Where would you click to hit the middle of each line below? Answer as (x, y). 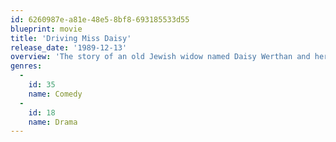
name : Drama (53, 122)
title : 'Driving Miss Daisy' (71, 38)
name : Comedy (55, 94)
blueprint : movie (46, 29)
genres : (26, 66)
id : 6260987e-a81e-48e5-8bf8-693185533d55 (100, 19)
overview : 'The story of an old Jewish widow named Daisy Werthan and (160, 57)
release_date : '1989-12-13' (69, 47)
